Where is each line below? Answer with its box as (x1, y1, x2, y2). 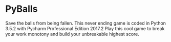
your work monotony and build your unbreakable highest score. (5, 31, 140, 37)
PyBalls (5, 3, 38, 15)
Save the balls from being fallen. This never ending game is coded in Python (5, 20, 166, 26)
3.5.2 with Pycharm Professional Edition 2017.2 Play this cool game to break (5, 25, 165, 31)
